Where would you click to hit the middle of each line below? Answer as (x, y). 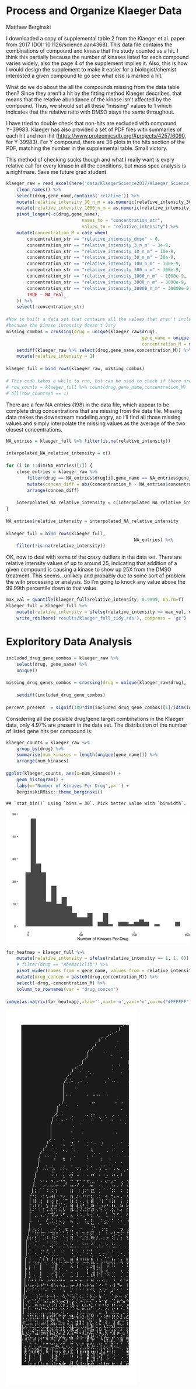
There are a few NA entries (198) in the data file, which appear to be (87, 405)
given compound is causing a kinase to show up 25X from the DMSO (89, 570)
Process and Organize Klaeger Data (94, 11)
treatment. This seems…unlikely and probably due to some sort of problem (96, 576)
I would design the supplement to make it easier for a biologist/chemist (91, 69)
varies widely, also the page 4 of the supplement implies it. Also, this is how (97, 63)
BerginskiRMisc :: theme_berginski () (60, 792)
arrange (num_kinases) (43, 761)
